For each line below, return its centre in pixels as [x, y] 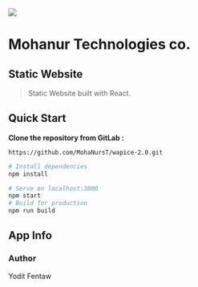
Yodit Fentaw [30, 276]
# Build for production [48, 204]
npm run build [32, 211]
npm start [25, 196]
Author [22, 258]
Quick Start [37, 118]
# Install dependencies [48, 166]
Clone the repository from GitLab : [66, 137]
